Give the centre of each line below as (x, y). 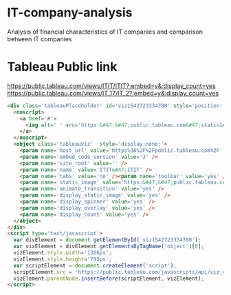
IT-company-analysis (70, 13)
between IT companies (40, 39)
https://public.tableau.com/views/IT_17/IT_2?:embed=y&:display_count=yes (113, 93)
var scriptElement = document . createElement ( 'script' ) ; (95, 265)
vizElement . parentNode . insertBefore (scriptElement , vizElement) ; (109, 278)
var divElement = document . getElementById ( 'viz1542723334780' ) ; (107, 240)
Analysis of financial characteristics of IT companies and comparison (105, 32)
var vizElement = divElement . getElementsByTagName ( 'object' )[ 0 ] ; (109, 247)
